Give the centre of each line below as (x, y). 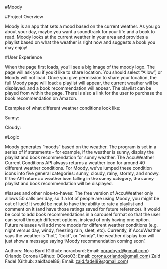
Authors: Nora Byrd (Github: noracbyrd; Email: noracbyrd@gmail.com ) (77, 250)
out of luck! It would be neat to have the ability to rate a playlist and (74, 204)
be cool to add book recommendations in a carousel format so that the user (83, 214)
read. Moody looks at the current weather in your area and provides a (77, 37)
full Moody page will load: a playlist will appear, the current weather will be (82, 83)
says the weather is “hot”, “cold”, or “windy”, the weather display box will (80, 235)
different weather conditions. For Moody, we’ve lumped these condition (79, 168)
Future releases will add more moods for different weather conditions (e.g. (82, 225)
